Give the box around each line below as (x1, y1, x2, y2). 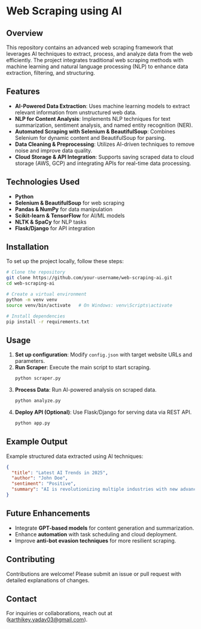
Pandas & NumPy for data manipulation (14, 205, 112, 213)
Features (6, 87, 40, 97)
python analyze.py (14, 398, 61, 404)
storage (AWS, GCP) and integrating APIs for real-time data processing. (14, 160, 191, 167)
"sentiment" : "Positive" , (11, 481, 77, 487)
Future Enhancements (6, 508, 91, 518)
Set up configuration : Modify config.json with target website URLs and (14, 351, 193, 358)
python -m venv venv (6, 297, 58, 303)
